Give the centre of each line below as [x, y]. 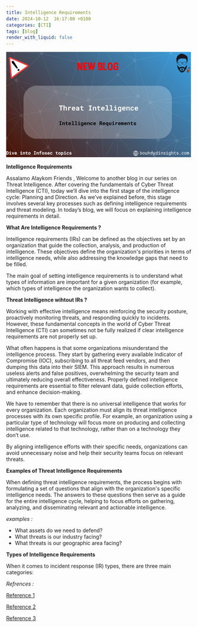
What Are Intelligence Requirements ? [54, 227]
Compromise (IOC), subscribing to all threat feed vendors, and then [88, 360]
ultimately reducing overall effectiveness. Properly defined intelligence [92, 379]
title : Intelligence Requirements [49, 12]
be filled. [17, 264]
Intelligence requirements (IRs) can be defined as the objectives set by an [96, 239]
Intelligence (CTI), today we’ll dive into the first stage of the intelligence [93, 190]
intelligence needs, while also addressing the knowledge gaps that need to [97, 257]
